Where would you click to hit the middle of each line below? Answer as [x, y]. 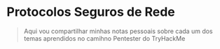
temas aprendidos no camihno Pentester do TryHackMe [104, 38]
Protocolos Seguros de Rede [91, 12]
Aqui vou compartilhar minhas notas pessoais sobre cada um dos [118, 31]
